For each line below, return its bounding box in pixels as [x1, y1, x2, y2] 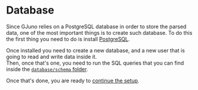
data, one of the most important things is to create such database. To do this [6, 29, 193, 36]
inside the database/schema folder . [6, 65, 89, 72]
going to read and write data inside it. [6, 53, 98, 60]
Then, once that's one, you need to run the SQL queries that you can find [6, 59, 184, 66]
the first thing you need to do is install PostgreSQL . [6, 35, 130, 42]
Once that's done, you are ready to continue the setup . [6, 77, 140, 84]
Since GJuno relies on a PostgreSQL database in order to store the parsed [6, 23, 187, 30]
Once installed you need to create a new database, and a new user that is [6, 46, 185, 54]
